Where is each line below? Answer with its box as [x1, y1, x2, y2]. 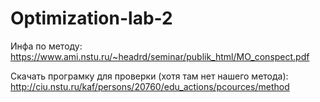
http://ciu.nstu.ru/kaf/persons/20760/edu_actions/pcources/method [10, 80, 290, 92]
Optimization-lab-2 [10, 7, 173, 30]
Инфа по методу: [10, 40, 83, 52]
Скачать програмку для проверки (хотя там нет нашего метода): [10, 70, 289, 82]
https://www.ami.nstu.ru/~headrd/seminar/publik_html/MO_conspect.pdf [10, 50, 310, 62]
